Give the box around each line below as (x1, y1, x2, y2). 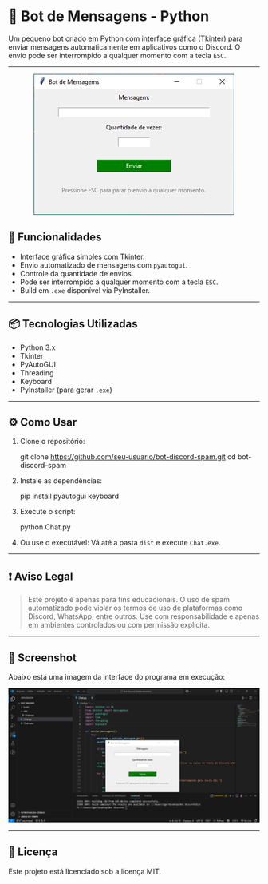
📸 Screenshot (8, 651, 77, 664)
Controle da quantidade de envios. (19, 268, 134, 278)
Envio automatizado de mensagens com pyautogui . (19, 260, 188, 270)
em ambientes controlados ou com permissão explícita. (27, 620, 210, 630)
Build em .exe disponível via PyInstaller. (19, 285, 150, 295)
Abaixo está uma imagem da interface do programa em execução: (8, 672, 226, 681)
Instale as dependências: (19, 476, 102, 486)
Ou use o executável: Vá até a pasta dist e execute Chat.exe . (19, 538, 221, 548)
